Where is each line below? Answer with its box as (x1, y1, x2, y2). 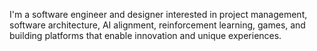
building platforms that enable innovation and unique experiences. (9, 30, 282, 41)
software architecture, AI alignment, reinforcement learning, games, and (9, 19, 306, 31)
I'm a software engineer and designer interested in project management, (9, 9, 308, 20)
